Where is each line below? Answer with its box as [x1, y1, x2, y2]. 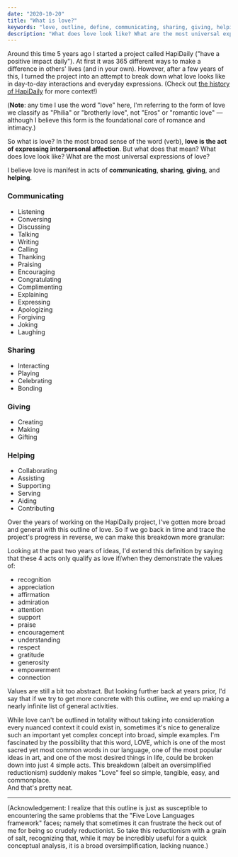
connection [17, 674, 51, 682]
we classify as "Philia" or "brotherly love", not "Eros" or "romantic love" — [7, 108, 223, 117]
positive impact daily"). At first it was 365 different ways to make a [7, 57, 201, 66]
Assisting [17, 474, 45, 482]
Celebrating [17, 376, 52, 385]
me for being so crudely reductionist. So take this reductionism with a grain [7, 827, 227, 835]
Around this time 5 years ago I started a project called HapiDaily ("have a [7, 50, 220, 58]
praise [17, 620, 37, 629]
